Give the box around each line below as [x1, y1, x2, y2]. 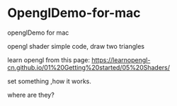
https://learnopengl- [91, 55, 151, 64]
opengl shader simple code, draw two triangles [7, 42, 145, 50]
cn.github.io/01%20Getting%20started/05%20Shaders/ [7, 63, 171, 71]
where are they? [7, 90, 55, 99]
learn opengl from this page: [7, 55, 91, 64]
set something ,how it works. [7, 76, 92, 86]
